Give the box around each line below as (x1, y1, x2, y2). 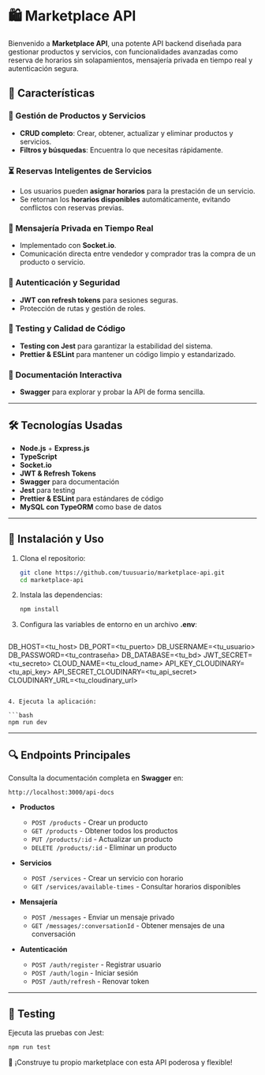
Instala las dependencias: (19, 590, 103, 600)
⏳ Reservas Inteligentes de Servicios (8, 165, 152, 176)
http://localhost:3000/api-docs (8, 788, 114, 797)
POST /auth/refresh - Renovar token (31, 977, 150, 987)
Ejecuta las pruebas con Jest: (8, 1028, 105, 1037)
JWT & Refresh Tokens (19, 468, 96, 478)
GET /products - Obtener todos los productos (31, 826, 178, 836)
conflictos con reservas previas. (19, 203, 125, 212)
